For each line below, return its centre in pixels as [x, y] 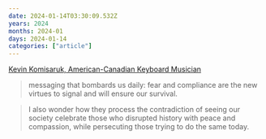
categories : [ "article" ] [50, 46]
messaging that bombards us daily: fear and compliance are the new [143, 85]
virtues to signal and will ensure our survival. [103, 93]
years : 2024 [28, 24]
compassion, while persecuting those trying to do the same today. [139, 127]
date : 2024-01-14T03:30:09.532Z [63, 16]
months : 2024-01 [36, 31]
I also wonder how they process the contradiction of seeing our [134, 110]
